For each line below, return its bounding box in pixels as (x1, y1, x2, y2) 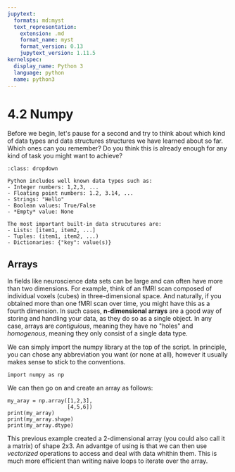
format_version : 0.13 (20, 43, 83, 50)
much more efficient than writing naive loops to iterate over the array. (7, 457, 208, 465)
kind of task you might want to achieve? (7, 152, 123, 160)
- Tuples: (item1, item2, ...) (7, 233, 99, 240)
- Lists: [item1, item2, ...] (7, 227, 96, 234)
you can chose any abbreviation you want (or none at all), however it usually (7, 350, 228, 359)
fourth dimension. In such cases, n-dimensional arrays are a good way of (7, 307, 222, 315)
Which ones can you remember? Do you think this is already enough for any (7, 144, 227, 153)
